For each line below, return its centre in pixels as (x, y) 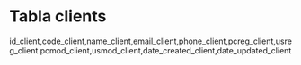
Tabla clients (58, 16)
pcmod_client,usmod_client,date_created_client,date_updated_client (166, 50)
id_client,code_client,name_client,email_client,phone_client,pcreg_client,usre (150, 41)
